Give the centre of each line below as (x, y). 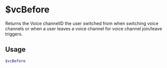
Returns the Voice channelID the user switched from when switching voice (82, 23)
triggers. (14, 34)
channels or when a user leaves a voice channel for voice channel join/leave (84, 28)
